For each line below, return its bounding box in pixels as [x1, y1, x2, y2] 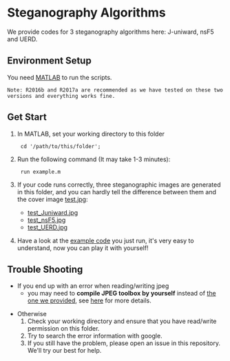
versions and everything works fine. [7, 92, 116, 99]
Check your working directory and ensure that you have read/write [27, 317, 217, 325]
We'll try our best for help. [27, 347, 102, 355]
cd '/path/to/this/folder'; [20, 143, 101, 149]
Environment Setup [7, 55, 92, 67]
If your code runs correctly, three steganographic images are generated [17, 180, 221, 189]
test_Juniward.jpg [27, 208, 78, 216]
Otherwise [17, 310, 47, 318]
